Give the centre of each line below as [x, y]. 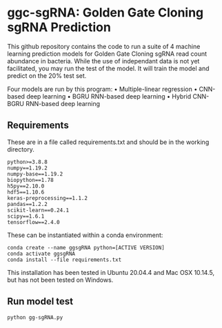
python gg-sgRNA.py [35, 317]
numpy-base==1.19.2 [35, 174]
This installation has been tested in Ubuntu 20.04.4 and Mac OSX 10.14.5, [111, 272]
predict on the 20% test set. [47, 75]
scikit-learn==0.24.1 [38, 210]
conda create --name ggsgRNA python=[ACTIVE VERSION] [86, 247]
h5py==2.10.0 [26, 186]
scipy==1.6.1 [26, 216]
